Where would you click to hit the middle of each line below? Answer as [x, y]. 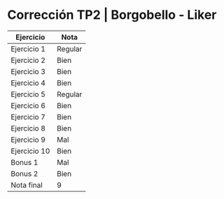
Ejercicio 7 [28, 117]
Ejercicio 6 [28, 105]
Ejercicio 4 [28, 82]
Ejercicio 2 [28, 60]
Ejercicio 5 [28, 94]
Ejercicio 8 [28, 128]
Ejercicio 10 [30, 151]
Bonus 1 [24, 162]
